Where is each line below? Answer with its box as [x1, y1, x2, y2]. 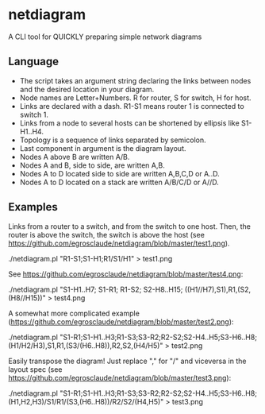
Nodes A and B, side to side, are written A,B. [19, 161, 165, 170]
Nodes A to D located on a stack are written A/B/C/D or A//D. [19, 177, 220, 187]
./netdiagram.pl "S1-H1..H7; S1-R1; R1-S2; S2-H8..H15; [8, 284, 183, 294]
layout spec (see [8, 364, 63, 374]
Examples [8, 200, 58, 214]
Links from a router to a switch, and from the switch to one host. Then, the [8, 221, 252, 231]
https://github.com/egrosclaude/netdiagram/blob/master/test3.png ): [8, 373, 232, 382]
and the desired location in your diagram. [19, 84, 155, 94]
